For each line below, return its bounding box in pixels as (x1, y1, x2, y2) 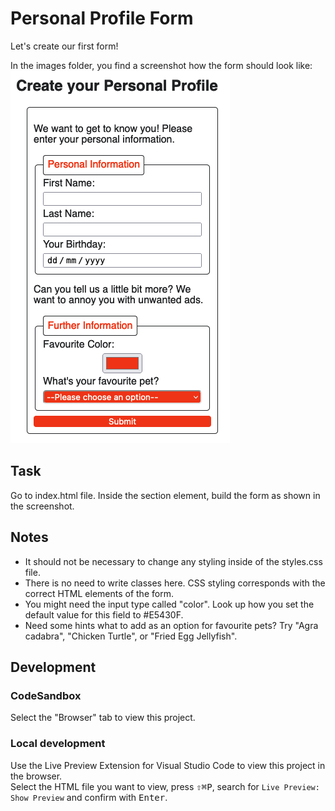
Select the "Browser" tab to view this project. (10, 712, 196, 724)
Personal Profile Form (10, 7, 194, 30)
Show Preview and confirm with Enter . (10, 791, 168, 803)
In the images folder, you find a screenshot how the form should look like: (10, 59, 313, 71)
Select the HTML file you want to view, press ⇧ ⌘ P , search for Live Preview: (10, 780, 320, 792)
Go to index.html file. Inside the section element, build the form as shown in (10, 489, 321, 501)
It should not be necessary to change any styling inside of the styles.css (24, 555, 323, 567)
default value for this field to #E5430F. (24, 608, 184, 621)
